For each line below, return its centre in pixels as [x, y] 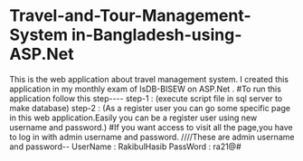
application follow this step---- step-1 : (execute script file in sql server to [146, 98]
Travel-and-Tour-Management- [130, 16]
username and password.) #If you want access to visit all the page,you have [151, 127]
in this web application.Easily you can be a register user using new [133, 118]
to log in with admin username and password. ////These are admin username [152, 137]
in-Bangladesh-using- [156, 35]
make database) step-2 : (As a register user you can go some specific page [150, 108]
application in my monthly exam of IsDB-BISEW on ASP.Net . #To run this [146, 89]
